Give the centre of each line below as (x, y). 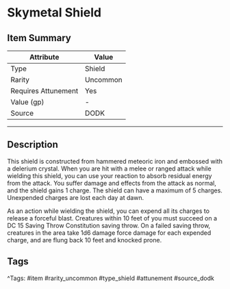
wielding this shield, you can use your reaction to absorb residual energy (110, 175)
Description (33, 145)
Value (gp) (27, 102)
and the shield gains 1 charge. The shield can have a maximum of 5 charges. (115, 190)
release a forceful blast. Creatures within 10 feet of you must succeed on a (112, 218)
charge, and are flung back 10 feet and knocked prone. (85, 240)
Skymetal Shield (54, 13)
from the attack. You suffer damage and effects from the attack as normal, (112, 183)
